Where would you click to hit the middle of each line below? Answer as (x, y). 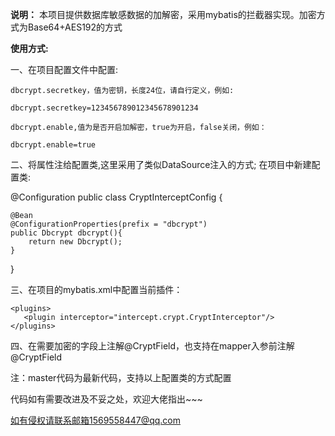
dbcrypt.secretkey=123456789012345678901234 (104, 108)
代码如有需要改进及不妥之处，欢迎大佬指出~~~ (106, 399)
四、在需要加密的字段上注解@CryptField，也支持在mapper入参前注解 (152, 346)
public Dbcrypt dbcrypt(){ (66, 233)
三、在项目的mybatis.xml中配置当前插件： (96, 289)
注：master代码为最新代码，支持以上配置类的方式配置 (121, 377)
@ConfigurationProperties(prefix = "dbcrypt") (109, 224)
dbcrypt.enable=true (53, 145)
